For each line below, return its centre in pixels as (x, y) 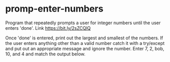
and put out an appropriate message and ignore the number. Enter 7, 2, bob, (85, 48)
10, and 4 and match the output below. (45, 54)
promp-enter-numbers (54, 9)
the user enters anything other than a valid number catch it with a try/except (85, 43)
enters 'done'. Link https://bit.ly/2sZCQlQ (48, 28)
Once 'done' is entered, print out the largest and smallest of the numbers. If (84, 38)
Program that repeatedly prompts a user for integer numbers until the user (83, 23)
